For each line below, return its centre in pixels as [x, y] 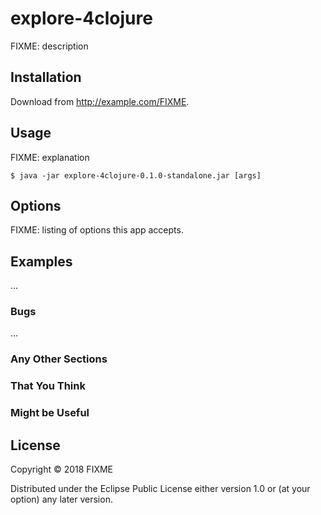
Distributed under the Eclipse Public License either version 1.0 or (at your [160, 489]
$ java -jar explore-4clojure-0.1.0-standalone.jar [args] [136, 175]
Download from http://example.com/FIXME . [100, 101]
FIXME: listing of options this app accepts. [97, 230]
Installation [46, 77]
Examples [41, 261]
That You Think [48, 386]
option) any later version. [61, 499]
